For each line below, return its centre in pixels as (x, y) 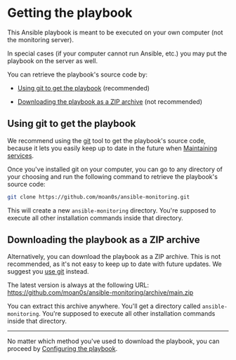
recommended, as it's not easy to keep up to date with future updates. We (115, 264)
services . (20, 155)
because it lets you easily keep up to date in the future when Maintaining (112, 148)
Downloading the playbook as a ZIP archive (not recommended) (110, 101)
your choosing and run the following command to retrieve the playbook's (112, 176)
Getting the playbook (70, 13)
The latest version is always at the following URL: (78, 285)
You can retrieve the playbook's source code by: (77, 74)
